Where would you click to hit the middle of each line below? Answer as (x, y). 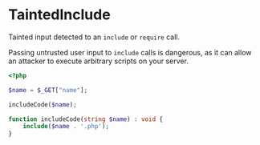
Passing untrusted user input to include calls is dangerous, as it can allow (130, 52)
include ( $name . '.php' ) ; (66, 127)
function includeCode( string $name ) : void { (85, 119)
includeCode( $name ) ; (43, 105)
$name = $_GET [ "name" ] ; (48, 90)
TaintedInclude (59, 15)
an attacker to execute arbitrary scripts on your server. (98, 61)
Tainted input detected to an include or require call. (94, 37)
